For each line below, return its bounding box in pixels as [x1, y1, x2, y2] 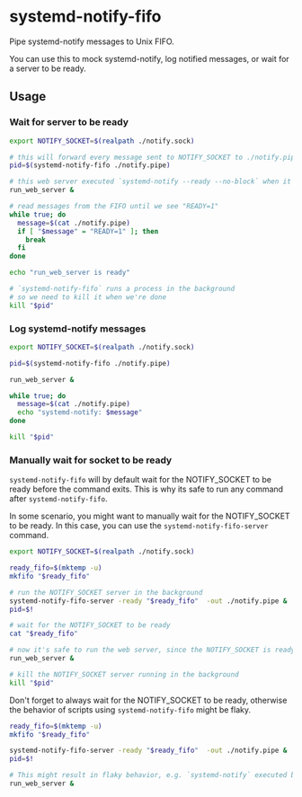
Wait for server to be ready [9, 116, 129, 128]
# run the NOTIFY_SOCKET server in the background [9, 588, 203, 597]
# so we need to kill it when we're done [9, 292, 167, 302]
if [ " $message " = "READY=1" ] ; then [17, 226, 159, 235]
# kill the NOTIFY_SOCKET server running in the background [9, 669, 240, 679]
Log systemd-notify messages [9, 322, 147, 334]
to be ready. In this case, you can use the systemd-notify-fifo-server [9, 520, 269, 531]
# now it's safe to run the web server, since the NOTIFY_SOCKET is [9, 645, 271, 655]
